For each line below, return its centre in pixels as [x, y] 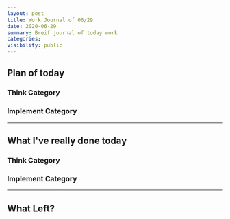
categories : [24, 39]
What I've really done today [67, 141]
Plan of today [36, 73]
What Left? [31, 208]
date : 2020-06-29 [32, 26]
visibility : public [35, 45]
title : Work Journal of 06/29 [50, 20]
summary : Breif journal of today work [62, 33]
